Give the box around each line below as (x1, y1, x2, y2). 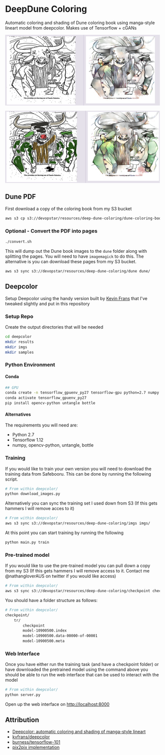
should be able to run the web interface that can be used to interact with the (5, 672, 159, 678)
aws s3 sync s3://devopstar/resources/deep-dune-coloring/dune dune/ (5, 269, 151, 273)
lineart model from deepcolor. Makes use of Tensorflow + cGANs (5, 25, 137, 30)
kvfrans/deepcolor (12, 734, 50, 740)
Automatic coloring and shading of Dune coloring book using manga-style (5, 20, 155, 26)
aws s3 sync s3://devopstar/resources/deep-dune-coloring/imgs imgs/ (5, 521, 151, 526)
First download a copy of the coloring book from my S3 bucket (5, 206, 132, 211)
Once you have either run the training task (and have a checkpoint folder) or (5, 662, 159, 667)
